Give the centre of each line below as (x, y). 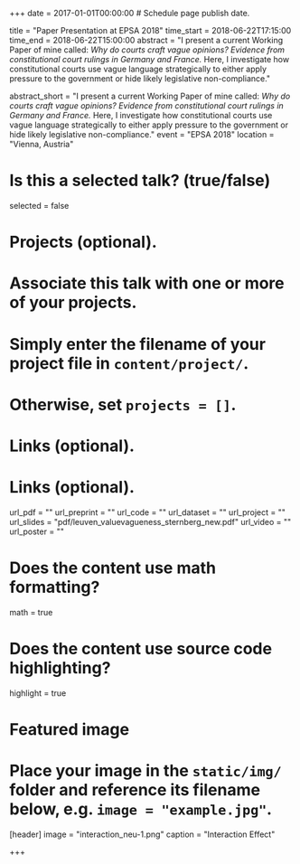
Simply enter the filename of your (138, 344)
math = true (31, 612)
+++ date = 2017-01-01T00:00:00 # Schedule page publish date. (130, 13)
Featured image (69, 729)
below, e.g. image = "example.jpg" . (141, 809)
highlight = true (38, 693)
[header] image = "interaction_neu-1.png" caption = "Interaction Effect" (142, 834)
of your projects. (73, 303)
